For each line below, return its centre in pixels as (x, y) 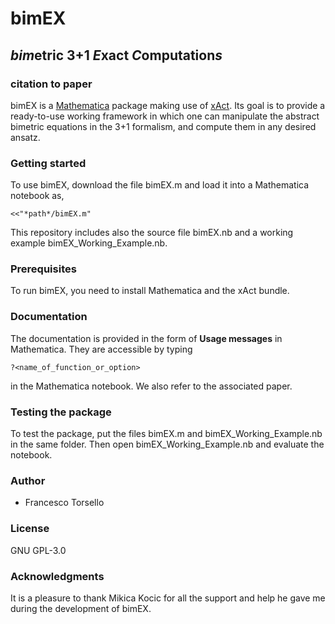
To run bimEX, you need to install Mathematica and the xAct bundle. (150, 291)
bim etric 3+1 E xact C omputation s (116, 55)
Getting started (48, 163)
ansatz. (25, 137)
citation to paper (51, 84)
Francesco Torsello (64, 503)
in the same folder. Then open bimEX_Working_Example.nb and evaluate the (167, 444)
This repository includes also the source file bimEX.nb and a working (152, 233)
